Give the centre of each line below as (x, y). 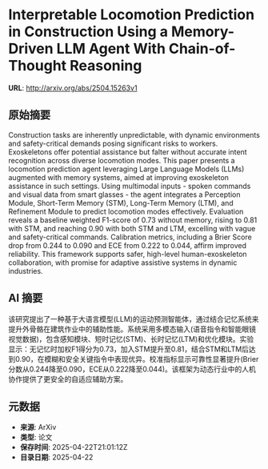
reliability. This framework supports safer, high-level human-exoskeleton (128, 254)
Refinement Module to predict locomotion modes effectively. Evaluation (126, 211)
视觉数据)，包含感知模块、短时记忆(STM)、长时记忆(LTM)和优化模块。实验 (131, 339)
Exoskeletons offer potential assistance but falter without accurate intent (128, 152)
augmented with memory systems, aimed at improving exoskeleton (119, 177)
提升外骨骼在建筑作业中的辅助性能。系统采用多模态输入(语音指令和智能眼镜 (132, 329)
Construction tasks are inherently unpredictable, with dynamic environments (134, 134)
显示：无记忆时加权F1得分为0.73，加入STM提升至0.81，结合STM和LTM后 (129, 349)
